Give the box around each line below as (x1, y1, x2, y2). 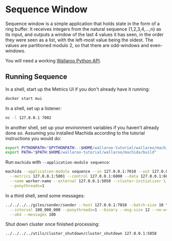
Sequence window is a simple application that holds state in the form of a (5, 20, 160, 27)
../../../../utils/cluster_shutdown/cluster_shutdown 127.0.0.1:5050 (5, 231, 157, 236)
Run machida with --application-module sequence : (5, 159, 110, 165)
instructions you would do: (5, 135, 61, 141)
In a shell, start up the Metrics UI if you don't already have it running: (5, 86, 150, 92)
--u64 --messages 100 (10, 212, 56, 217)
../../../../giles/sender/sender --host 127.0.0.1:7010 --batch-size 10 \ (5, 202, 168, 208)
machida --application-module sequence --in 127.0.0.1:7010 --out (5, 169, 150, 174)
